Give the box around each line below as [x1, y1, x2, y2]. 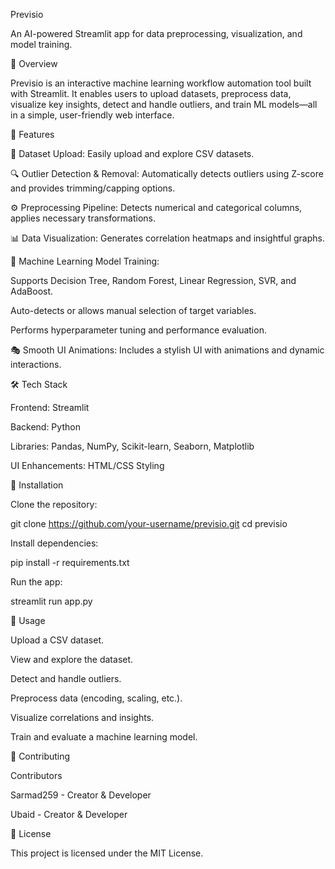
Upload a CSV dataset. [10, 634, 104, 646]
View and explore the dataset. [10, 654, 134, 665]
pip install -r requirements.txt [10, 557, 130, 568]
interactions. [10, 359, 62, 370]
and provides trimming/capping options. [10, 182, 176, 194]
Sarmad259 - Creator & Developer [10, 789, 152, 801]
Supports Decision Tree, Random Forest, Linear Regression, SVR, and [10, 275, 297, 286]
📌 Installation [10, 479, 64, 491]
